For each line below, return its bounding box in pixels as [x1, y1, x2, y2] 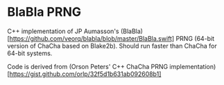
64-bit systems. [7, 49, 53, 57]
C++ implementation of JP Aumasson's [7, 27, 119, 35]
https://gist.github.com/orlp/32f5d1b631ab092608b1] [9, 70, 162, 78]
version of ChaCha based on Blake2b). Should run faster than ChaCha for [7, 41, 217, 50]
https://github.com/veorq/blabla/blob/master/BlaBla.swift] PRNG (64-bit [9, 34, 215, 42]
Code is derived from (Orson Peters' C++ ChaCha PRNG [7, 62, 169, 70]
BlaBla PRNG [7, 4, 82, 20]
